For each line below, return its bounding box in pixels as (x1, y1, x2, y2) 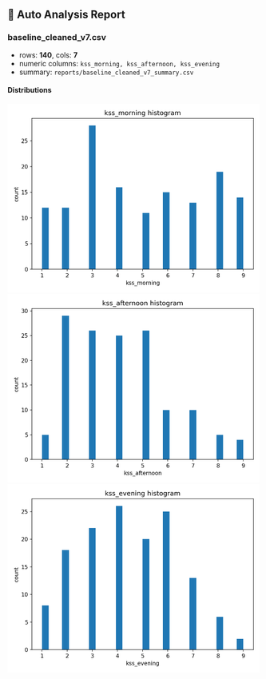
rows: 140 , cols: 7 (18, 50, 78, 60)
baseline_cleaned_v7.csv (7, 32, 107, 43)
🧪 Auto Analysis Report (7, 8, 125, 22)
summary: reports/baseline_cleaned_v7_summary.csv (18, 67, 194, 77)
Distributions (7, 85, 53, 95)
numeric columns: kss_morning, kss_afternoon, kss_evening (18, 58, 220, 68)
